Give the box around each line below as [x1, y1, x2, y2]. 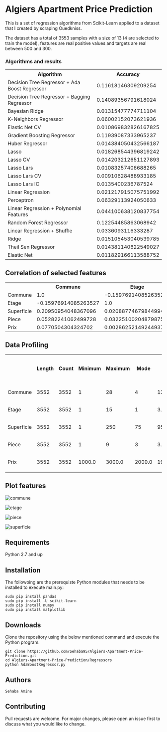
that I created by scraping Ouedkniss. [5, 25, 82, 31]
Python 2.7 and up [5, 551, 43, 557]
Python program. [5, 639, 40, 645]
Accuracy [116, 71, 140, 78]
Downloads [5, 621, 41, 629]
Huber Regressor [7, 140, 48, 147]
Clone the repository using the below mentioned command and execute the [5, 634, 160, 640]
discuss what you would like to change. [5, 721, 86, 727]
